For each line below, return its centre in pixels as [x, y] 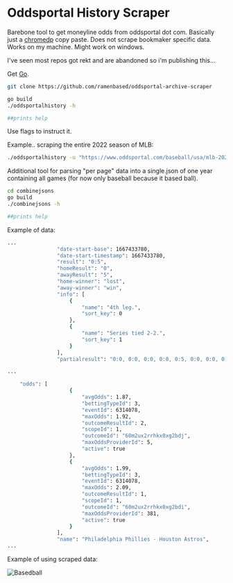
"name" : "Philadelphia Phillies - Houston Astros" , [133, 540]
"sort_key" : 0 [102, 314]
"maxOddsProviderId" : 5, [118, 442]
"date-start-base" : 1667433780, [103, 249]
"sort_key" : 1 [102, 340]
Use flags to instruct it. [40, 131]
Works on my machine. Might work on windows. [76, 47]
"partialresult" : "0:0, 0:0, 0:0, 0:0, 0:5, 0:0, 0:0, [137, 359]
